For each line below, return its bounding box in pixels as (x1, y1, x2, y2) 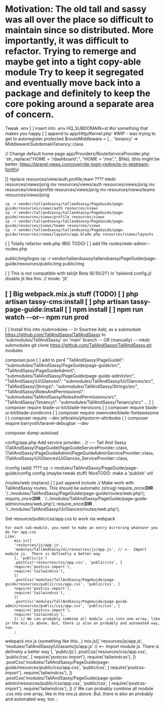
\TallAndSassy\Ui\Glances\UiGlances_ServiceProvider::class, (5, 455, 129, 461)
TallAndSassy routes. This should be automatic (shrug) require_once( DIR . (5, 485, 156, 491)
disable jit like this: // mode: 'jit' (5, 275, 68, 281)
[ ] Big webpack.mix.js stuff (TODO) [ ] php (5, 290, 138, 298)
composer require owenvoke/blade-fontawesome (58, 410, 159, 415)
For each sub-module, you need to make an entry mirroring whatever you (5, 525, 158, 530)
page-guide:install (5, 305, 63, 314)
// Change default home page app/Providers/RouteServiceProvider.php (5, 150, 150, 157)
